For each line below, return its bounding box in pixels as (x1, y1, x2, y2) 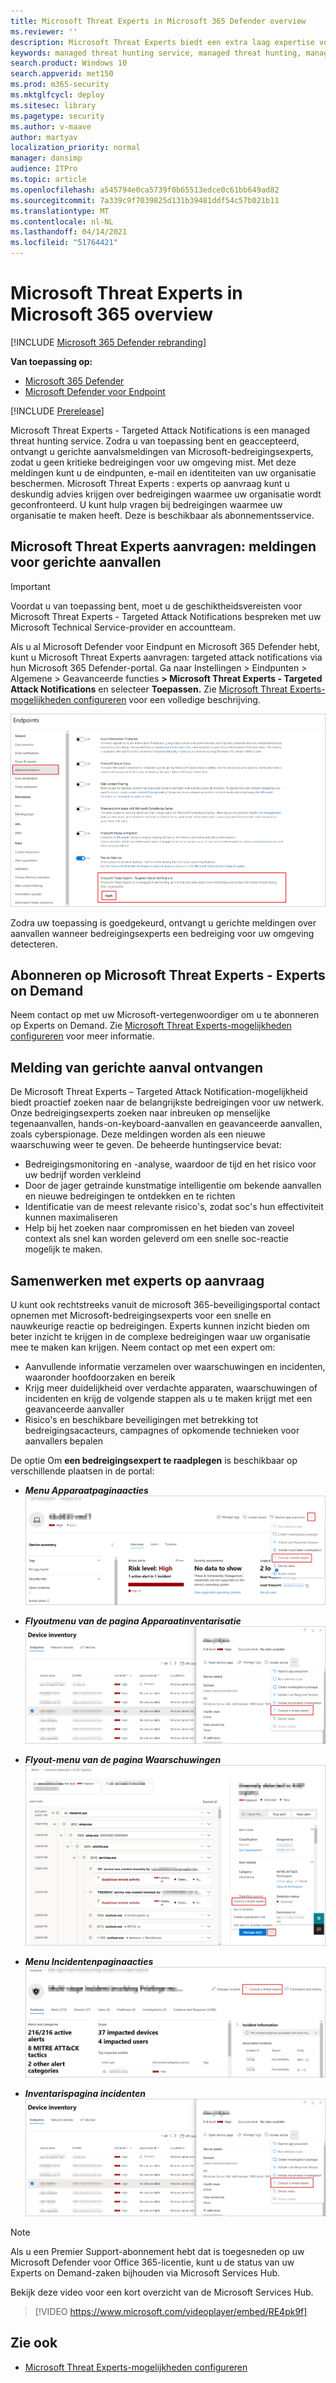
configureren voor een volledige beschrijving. (73, 693, 261, 705)
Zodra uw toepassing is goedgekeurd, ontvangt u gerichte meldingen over (10, 916, 317, 929)
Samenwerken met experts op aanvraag (10, 1272, 265, 1289)
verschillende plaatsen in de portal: (10, 1465, 155, 1477)
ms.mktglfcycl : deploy (10, 90, 105, 100)
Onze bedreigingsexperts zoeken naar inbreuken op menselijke (10, 1107, 271, 1119)
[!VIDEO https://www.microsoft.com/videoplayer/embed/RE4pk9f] (34, 2306, 308, 2318)
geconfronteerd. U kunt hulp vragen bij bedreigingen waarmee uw (10, 498, 283, 510)
